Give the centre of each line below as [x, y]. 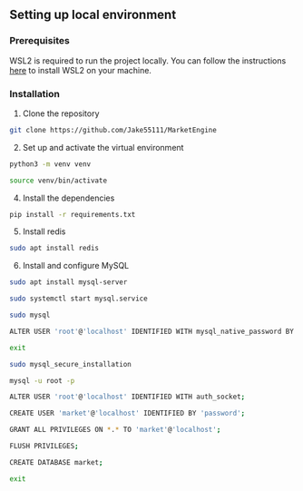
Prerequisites [39, 41]
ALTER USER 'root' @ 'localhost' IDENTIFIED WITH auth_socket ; [127, 397]
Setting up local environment [93, 15]
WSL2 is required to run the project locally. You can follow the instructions [148, 60]
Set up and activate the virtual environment [103, 147]
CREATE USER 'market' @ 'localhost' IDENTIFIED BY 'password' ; [127, 413]
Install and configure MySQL [76, 266]
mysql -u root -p [42, 380]
